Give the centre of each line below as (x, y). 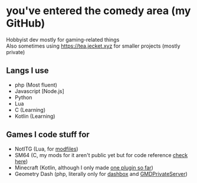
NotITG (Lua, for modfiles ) (46, 149)
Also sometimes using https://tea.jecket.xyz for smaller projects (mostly (93, 46)
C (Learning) (30, 109)
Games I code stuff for (48, 134)
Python (23, 97)
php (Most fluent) (36, 85)
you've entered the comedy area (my (98, 11)
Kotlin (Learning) (35, 116)
